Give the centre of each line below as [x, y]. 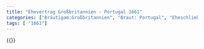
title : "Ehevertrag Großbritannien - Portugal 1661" [74, 12]
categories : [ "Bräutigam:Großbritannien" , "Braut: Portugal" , [87, 18]
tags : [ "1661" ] [27, 23]
